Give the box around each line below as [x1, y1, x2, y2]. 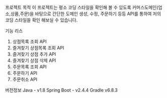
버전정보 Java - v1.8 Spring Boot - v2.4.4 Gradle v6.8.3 [5, 87, 118, 93]
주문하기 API [12, 70, 38, 76]
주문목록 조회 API [12, 64, 47, 70]
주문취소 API [12, 76, 38, 82]
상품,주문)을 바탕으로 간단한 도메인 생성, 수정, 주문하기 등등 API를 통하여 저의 [10, 11, 161, 17]
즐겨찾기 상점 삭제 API [12, 58, 56, 63]
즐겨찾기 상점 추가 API [12, 51, 56, 57]
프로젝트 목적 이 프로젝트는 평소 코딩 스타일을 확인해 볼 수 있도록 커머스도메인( [5, 5, 158, 10]
